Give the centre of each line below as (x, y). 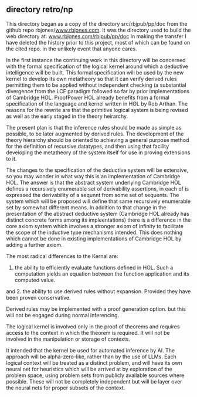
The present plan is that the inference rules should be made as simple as (94, 127)
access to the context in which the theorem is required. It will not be (88, 332)
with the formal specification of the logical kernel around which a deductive (97, 66)
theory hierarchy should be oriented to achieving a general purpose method (98, 140)
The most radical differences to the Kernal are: (62, 256)
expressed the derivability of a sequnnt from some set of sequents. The (93, 195)
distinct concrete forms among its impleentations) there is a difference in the (98, 220)
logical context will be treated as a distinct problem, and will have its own (94, 362)
